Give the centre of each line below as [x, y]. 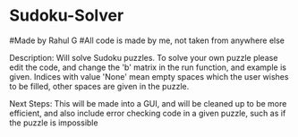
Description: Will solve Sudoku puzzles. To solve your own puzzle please [144, 57]
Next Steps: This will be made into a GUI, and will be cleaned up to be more [148, 103]
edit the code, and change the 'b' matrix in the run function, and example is [148, 67]
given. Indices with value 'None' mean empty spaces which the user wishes [149, 76]
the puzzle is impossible [54, 123]
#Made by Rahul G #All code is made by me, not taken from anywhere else [147, 40]
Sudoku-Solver [67, 16]
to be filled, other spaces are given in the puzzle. [99, 86]
